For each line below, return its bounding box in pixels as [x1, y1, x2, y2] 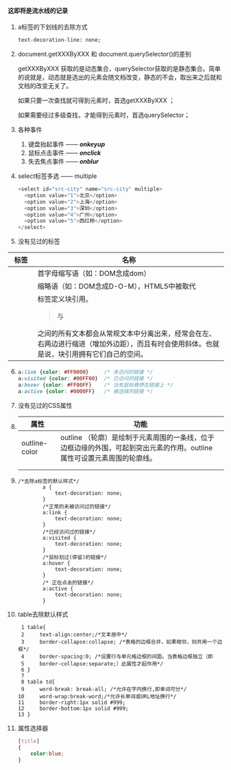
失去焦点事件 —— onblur [27, 157, 99, 166]
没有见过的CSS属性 [17, 401, 73, 409]
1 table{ [21, 624, 47, 630]
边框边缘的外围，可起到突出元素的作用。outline [60, 443, 213, 452]
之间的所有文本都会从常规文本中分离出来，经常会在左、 [37, 329, 217, 338]
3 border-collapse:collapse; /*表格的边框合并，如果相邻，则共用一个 [21, 638, 218, 646]
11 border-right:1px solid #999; [17, 698, 126, 706]
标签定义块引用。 [37, 294, 93, 304]
